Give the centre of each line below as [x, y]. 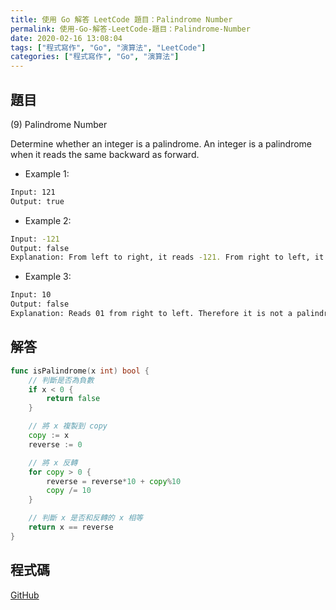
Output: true [37, 201]
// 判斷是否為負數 [61, 380]
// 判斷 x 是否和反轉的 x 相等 [85, 518]
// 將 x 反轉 [53, 462]
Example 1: [47, 173]
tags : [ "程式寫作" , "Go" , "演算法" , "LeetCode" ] [108, 47]
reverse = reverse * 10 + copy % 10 [114, 481]
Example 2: [48, 220]
